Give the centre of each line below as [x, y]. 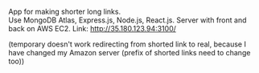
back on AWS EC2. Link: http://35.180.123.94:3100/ [92, 28]
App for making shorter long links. [65, 12]
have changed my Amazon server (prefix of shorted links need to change [129, 53]
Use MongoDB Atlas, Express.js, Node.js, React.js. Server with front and [127, 20]
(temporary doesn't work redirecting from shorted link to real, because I [127, 44]
